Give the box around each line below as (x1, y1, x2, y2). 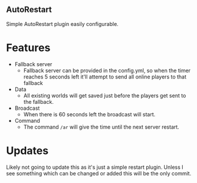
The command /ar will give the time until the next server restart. (23, 123, 180, 130)
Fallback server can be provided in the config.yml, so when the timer (23, 67, 191, 74)
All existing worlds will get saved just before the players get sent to (23, 91, 186, 99)
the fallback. (23, 98, 54, 105)
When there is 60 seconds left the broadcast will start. (23, 110, 156, 117)
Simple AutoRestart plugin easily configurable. (6, 20, 119, 27)
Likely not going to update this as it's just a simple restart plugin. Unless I (6, 164, 184, 171)
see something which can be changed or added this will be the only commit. (6, 169, 192, 177)
